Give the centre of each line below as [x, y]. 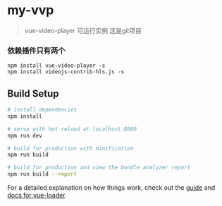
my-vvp [31, 10]
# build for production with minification [70, 148]
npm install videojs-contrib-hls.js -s [66, 72]
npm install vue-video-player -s [56, 66]
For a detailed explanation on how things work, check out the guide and [111, 188]
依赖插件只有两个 [36, 50]
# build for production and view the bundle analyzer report [99, 168]
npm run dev [25, 135]
